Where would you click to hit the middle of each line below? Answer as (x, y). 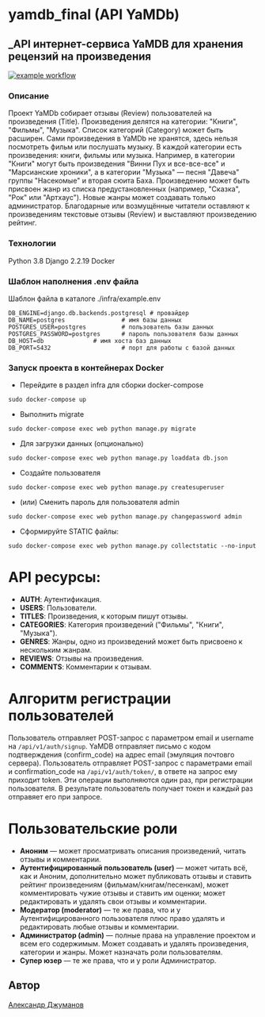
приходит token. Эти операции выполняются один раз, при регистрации (131, 780)
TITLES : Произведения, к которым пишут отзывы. (104, 616)
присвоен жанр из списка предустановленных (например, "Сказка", (124, 189)
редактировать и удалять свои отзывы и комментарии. (113, 901)
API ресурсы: (55, 578)
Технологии (32, 244)
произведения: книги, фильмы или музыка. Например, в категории (122, 156)
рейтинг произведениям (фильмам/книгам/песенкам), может (124, 884)
